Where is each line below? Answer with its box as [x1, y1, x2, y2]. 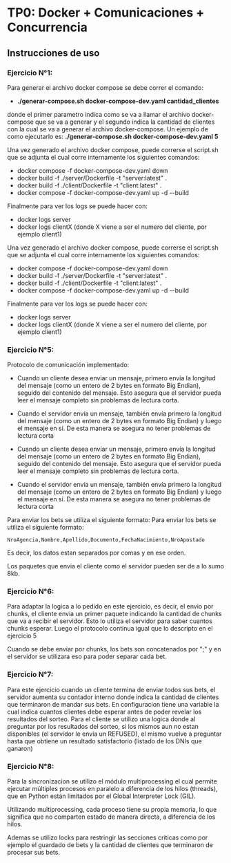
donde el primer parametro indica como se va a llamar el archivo [7, 110, 190, 118]
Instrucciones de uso [7, 47, 100, 59]
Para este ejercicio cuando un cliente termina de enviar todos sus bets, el [7, 685, 216, 694]
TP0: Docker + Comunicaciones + [7, 5, 205, 21]
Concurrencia [7, 19, 88, 35]
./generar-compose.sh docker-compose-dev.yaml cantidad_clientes [17, 97, 219, 105]
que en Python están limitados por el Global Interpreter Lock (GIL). [7, 792, 197, 800]
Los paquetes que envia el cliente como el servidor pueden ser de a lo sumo [7, 562, 224, 570]
